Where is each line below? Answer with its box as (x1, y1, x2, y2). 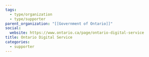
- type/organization (9, 12, 52, 17)
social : (5, 26, 21, 31)
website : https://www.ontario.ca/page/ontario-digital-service (9, 30, 144, 35)
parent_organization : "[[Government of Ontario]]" (5, 21, 113, 26)
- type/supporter (9, 16, 46, 21)
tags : (5, 7, 16, 12)
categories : (5, 40, 30, 45)
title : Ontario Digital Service (5, 35, 72, 40)
